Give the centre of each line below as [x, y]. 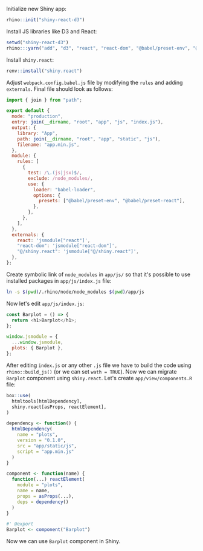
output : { [24, 128]
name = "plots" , [38, 435]
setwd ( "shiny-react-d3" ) [37, 42]
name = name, [34, 490]
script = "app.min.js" [46, 451]
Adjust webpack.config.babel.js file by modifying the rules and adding [95, 82]
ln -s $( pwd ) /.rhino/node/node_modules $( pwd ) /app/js [76, 292]
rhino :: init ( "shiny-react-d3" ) [46, 20]
